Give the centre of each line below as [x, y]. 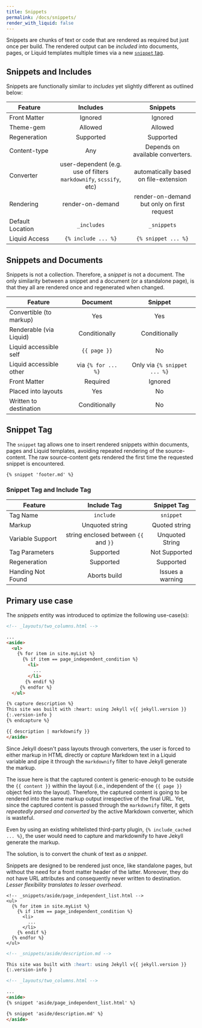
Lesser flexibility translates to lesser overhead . [64, 884]
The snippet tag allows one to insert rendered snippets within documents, [98, 444]
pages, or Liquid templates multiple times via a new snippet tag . [85, 53]
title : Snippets [26, 12]
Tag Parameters [32, 552]
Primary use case [40, 601]
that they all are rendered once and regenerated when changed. [86, 287]
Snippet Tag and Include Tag [49, 490]
